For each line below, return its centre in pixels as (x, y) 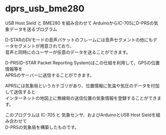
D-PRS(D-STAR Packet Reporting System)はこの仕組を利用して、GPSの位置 (83, 63)
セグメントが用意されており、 (44, 46)
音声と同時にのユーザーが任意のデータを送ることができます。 (68, 52)
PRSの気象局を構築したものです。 (45, 127)
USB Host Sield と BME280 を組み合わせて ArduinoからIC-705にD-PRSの (80, 23)
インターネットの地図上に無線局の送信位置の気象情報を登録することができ (81, 98)
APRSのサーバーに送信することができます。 (50, 75)
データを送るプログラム (33, 29)
